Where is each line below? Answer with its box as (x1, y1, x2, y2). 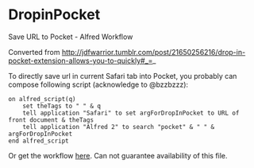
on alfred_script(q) (8, 95, 77, 103)
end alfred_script (8, 137, 69, 145)
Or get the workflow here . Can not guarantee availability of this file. (8, 150, 228, 160)
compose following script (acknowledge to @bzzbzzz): (8, 80, 189, 89)
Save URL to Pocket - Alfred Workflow (8, 32, 133, 41)
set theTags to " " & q (22, 102, 102, 110)
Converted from (8, 47, 60, 57)
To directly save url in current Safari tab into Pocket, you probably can (8, 71, 237, 80)
